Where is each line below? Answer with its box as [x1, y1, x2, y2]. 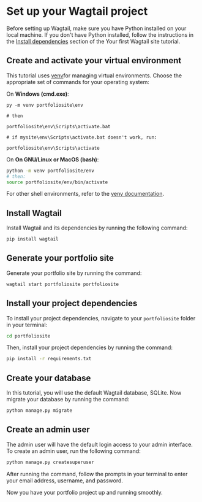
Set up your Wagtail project [6, 4, 148, 18]
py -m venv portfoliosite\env [6, 102, 84, 108]
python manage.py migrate [6, 407, 72, 414]
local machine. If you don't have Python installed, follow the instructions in [6, 31, 194, 38]
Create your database [6, 373, 91, 383]
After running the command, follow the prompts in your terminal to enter [6, 470, 188, 477]
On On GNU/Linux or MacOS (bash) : [6, 155, 99, 163]
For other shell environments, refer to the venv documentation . [6, 190, 165, 198]
